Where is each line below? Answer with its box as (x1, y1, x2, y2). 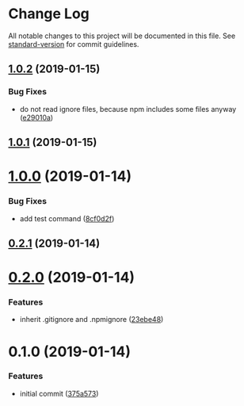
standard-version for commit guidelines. (8, 39, 139, 48)
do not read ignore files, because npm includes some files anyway (19, 104, 237, 113)
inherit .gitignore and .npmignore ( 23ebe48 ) (19, 315, 164, 324)
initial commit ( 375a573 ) (19, 389, 99, 398)
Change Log (8, 5, 90, 23)
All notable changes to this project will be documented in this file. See (8, 31, 236, 40)
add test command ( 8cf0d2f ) (19, 213, 115, 223)
